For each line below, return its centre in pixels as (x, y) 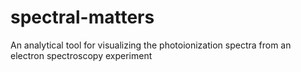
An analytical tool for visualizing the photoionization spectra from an (151, 45)
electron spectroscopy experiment (81, 55)
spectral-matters (82, 17)
